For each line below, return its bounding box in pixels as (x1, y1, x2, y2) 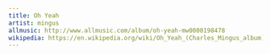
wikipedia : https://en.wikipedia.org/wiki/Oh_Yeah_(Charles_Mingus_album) (8, 33, 265, 42)
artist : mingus (8, 19, 60, 27)
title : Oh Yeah (8, 11, 60, 20)
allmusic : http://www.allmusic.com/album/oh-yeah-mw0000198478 (8, 26, 226, 34)
